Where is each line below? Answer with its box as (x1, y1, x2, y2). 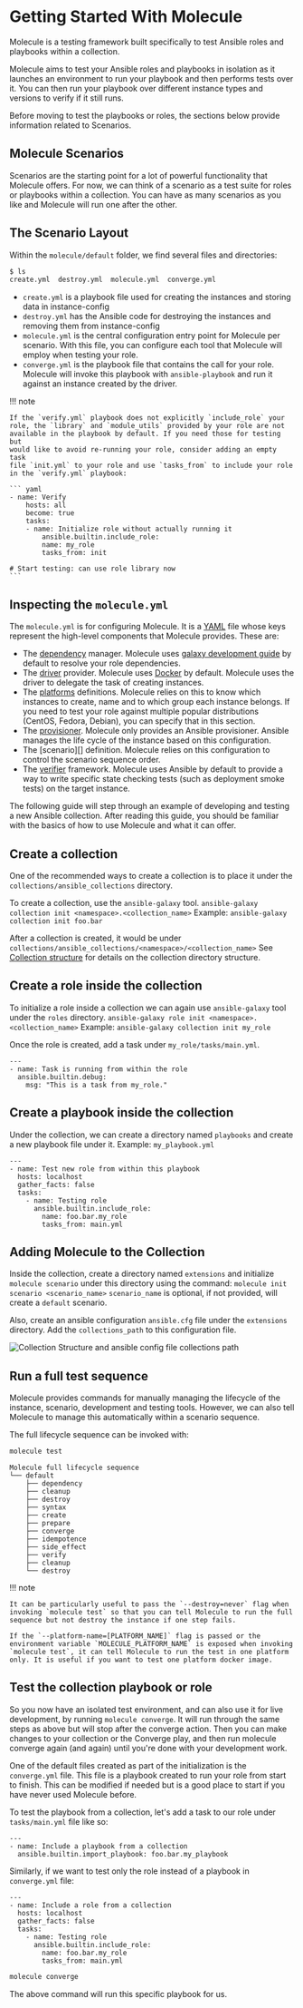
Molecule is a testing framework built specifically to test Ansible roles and (9, 36, 285, 47)
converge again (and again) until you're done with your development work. (9, 1742, 288, 1753)
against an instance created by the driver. (22, 378, 178, 389)
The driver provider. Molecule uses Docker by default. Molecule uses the (22, 668, 295, 678)
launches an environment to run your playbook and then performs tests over (9, 73, 294, 83)
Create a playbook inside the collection (9, 1105, 234, 1121)
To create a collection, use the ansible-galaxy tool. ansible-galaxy (9, 897, 259, 908)
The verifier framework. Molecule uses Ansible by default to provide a (22, 764, 283, 775)
